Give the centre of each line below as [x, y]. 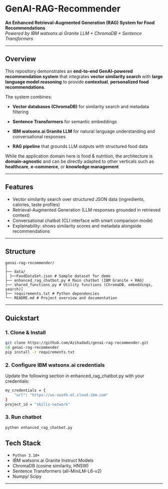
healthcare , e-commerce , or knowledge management [62, 166]
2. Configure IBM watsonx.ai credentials [55, 365]
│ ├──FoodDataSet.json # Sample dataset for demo [58, 276]
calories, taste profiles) [36, 204]
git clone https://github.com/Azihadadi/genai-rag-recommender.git [77, 343]
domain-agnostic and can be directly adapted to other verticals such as [79, 161]
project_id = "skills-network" [38, 404]
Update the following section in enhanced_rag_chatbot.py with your [75, 376]
